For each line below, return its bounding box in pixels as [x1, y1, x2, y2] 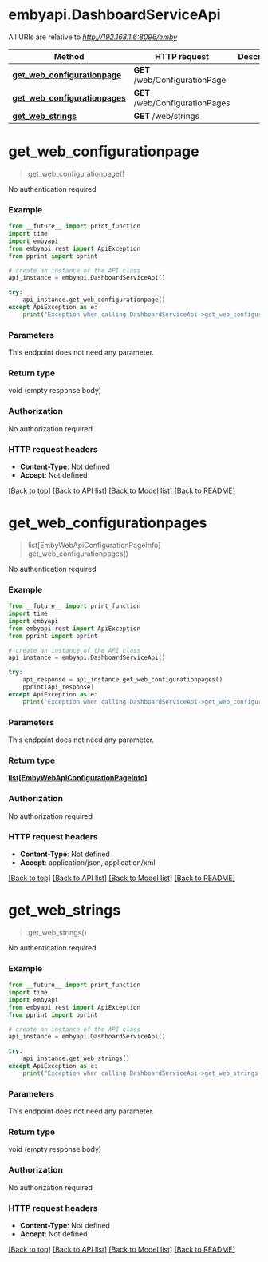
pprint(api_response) [22, 683, 94, 692]
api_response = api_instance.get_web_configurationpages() [22, 676, 223, 684]
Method [53, 50, 85, 62]
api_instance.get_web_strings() [22, 1054, 130, 1063]
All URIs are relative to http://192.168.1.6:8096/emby [8, 32, 178, 42]
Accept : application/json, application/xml [19, 857, 156, 867]
